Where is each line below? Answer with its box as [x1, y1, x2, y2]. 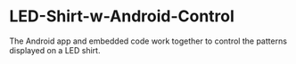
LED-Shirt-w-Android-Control [9, 6, 234, 27]
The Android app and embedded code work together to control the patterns [9, 36, 288, 46]
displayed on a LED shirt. [9, 44, 101, 55]
